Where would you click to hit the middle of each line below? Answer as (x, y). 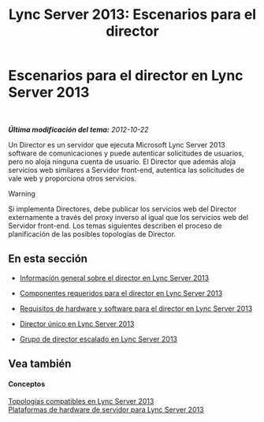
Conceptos (27, 383)
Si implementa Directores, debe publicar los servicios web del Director (123, 209)
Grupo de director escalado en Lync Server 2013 (99, 339)
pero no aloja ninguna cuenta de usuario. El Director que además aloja (122, 161)
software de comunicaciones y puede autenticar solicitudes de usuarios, (126, 153)
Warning (22, 193)
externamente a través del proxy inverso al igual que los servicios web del (128, 217)
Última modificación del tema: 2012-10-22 (78, 129)
